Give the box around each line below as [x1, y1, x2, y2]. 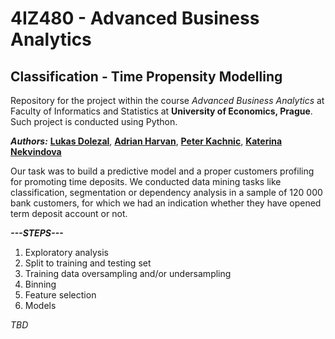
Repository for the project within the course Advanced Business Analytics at [10, 95, 325, 106]
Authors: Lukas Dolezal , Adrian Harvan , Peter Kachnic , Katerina [10, 135, 283, 147]
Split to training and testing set [24, 257, 152, 269]
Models [24, 300, 57, 311]
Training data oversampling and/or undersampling [24, 268, 232, 279]
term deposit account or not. [10, 208, 128, 219]
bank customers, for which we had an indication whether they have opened [10, 197, 322, 209]
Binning [24, 278, 57, 290]
